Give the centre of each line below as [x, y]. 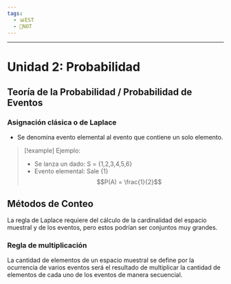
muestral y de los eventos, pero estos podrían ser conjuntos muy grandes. [112, 228]
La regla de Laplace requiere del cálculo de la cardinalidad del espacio [107, 220]
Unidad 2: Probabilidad [74, 67]
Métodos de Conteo [51, 204]
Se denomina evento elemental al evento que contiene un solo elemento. [120, 138]
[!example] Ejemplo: [52, 151]
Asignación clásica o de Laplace [62, 122]
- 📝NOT [23, 26]
